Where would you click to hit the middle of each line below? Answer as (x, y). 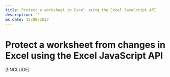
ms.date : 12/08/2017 (27, 19)
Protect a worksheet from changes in (86, 45)
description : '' (22, 15)
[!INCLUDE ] (17, 70)
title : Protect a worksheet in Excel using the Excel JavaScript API (81, 10)
